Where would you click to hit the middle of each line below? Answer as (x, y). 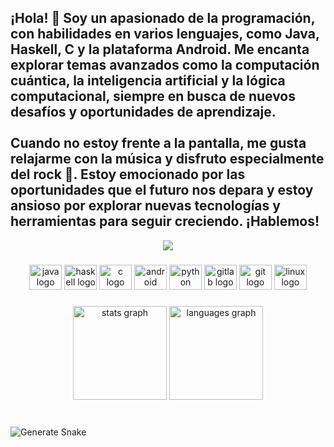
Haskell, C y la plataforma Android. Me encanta (160, 49)
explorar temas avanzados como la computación (165, 65)
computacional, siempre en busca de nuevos (153, 96)
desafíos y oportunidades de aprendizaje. (143, 112)
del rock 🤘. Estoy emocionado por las (128, 174)
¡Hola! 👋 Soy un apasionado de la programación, (163, 18)
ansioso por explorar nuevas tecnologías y (145, 206)
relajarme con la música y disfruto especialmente (167, 159)
